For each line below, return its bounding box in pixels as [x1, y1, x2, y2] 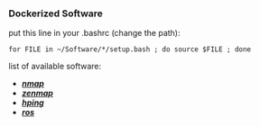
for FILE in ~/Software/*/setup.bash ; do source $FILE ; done [8, 45, 252, 54]
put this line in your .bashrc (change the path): [8, 28, 181, 39]
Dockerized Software [8, 7, 103, 20]
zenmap [21, 88, 53, 99]
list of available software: [8, 61, 102, 72]
